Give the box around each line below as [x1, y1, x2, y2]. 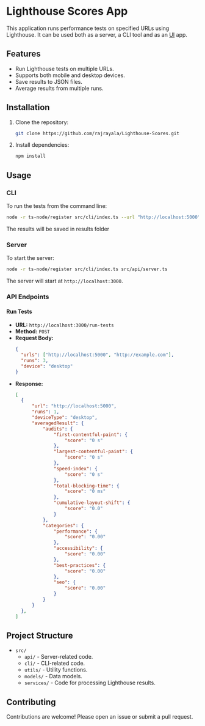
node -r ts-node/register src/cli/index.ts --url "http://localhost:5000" [6, 214, 201, 220]
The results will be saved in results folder [6, 225, 110, 232]
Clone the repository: [15, 118, 69, 126]
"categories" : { [42, 522, 84, 528]
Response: [15, 380, 43, 387]
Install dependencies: [15, 141, 70, 149]
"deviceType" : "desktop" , [31, 415, 98, 421]
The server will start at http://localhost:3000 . [6, 277, 123, 285]
